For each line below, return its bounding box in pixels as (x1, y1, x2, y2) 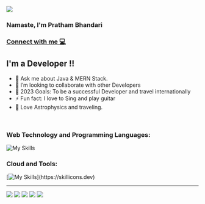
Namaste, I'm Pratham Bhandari (6, 20, 103, 29)
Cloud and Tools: (6, 159, 58, 168)
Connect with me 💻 (6, 37, 66, 46)
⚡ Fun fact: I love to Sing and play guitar (15, 95, 116, 102)
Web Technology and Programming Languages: (6, 130, 151, 139)
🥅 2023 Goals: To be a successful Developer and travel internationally (15, 87, 191, 95)
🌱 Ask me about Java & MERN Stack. (15, 75, 108, 82)
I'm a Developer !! (6, 59, 75, 69)
